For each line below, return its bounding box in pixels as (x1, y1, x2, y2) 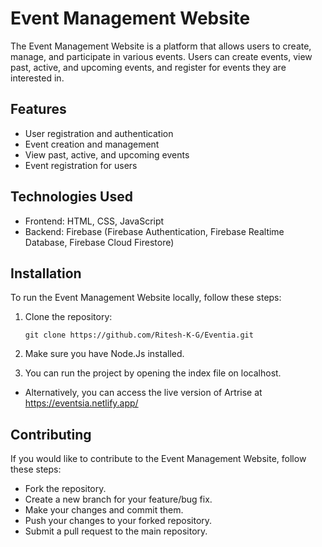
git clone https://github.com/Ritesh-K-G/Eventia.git (24, 330, 254, 341)
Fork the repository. (24, 483, 107, 495)
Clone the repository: (24, 311, 113, 323)
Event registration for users (24, 159, 138, 171)
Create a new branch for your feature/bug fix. (24, 493, 213, 506)
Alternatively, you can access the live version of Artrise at (24, 387, 263, 399)
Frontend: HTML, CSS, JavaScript (24, 215, 165, 227)
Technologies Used (10, 188, 133, 206)
